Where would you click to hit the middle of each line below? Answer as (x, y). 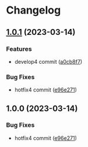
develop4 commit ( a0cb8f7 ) (48, 61)
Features (19, 49)
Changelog (33, 10)
